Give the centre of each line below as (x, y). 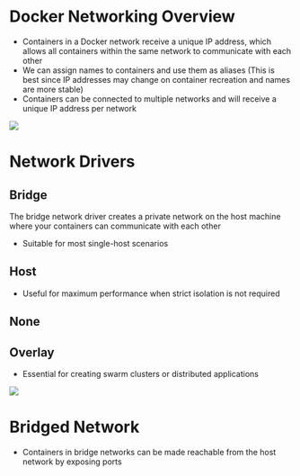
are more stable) (53, 89)
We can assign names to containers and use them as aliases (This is (149, 70)
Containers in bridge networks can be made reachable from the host (149, 452)
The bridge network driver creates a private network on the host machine (145, 216)
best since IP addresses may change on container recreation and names (156, 79)
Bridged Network (75, 427)
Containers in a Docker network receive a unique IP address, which (147, 41)
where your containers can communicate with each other (115, 226)
